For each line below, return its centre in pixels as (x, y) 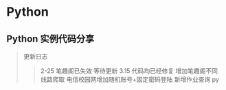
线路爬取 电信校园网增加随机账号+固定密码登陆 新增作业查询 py (129, 79)
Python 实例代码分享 (50, 39)
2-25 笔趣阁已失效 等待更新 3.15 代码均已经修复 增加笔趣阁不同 (129, 71)
